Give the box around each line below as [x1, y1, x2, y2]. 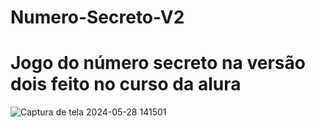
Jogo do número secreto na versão [10, 52, 306, 75]
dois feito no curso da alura [10, 73, 242, 96]
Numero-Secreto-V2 [10, 6, 185, 29]
